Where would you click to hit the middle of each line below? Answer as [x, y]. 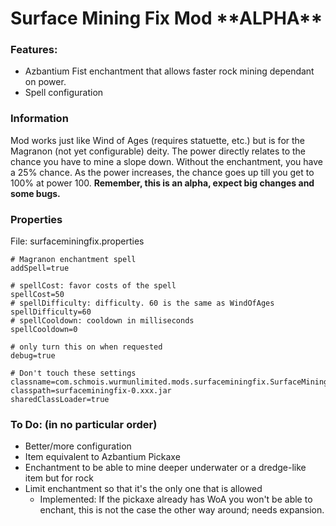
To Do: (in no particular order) [84, 424]
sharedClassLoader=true [60, 400]
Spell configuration [64, 93]
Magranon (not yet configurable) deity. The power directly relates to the [158, 151]
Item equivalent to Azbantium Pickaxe [102, 457]
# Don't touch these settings [73, 373]
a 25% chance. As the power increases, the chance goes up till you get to [162, 172]
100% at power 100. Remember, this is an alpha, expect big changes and [162, 183]
